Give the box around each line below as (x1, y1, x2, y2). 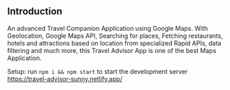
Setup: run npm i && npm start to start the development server (7, 67, 188, 75)
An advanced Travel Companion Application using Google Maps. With (7, 24, 208, 32)
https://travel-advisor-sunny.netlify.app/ (7, 75, 122, 83)
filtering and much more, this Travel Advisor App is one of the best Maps (7, 46, 217, 54)
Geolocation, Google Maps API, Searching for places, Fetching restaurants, (7, 31, 224, 40)
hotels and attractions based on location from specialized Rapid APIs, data (7, 38, 222, 47)
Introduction (7, 6, 63, 17)
